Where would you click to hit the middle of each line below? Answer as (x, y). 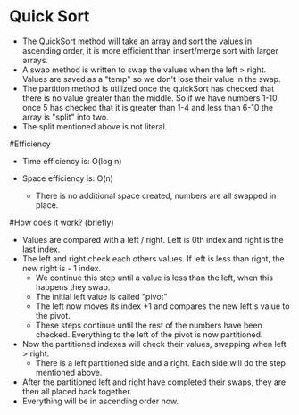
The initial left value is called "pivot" (101, 296)
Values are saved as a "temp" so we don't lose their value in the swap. (151, 79)
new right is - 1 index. (62, 268)
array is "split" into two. (65, 117)
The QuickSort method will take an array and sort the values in (137, 41)
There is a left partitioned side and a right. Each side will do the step (160, 362)
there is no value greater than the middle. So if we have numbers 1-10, (150, 98)
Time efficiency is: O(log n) (72, 161)
